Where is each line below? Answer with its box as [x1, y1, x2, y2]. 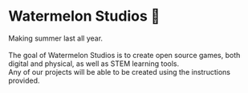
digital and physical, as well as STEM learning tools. [8, 59, 180, 68]
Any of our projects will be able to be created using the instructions [8, 67, 231, 76]
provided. [8, 76, 40, 85]
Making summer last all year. [8, 33, 103, 43]
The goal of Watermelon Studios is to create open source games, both [8, 50, 241, 60]
